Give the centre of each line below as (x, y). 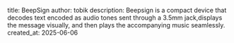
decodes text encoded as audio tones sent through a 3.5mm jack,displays (115, 18)
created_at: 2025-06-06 (43, 32)
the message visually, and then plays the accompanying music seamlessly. (116, 25)
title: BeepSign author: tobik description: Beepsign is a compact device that (117, 10)
